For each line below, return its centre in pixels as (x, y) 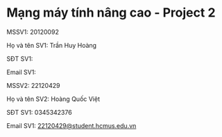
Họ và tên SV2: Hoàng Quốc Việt (53, 99)
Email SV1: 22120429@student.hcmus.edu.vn (71, 125)
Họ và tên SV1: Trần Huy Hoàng (52, 45)
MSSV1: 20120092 (33, 32)
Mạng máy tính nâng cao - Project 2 (111, 13)
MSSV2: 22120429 (33, 85)
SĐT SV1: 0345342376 (39, 112)
